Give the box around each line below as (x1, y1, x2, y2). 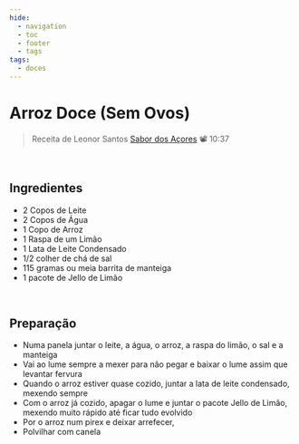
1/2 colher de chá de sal (22, 253, 112, 264)
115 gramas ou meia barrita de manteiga (22, 262, 172, 273)
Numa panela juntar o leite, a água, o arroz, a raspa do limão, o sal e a (22, 340, 284, 351)
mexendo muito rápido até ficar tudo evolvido (22, 407, 193, 418)
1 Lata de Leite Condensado (22, 243, 127, 254)
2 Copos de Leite (22, 205, 87, 216)
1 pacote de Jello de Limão (22, 272, 123, 283)
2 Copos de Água (22, 214, 89, 225)
